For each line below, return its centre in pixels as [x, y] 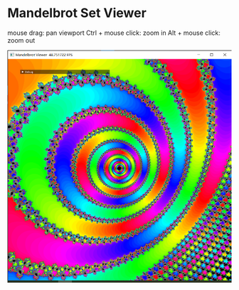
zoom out [21, 40]
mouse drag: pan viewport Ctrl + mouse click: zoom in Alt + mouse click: [114, 33]
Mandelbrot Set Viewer [77, 13]
